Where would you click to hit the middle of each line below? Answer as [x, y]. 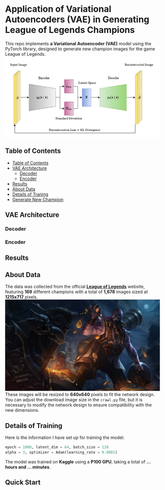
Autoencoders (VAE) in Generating [77, 19]
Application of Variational [58, 9]
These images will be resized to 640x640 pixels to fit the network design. [80, 395]
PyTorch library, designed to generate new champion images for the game [80, 49]
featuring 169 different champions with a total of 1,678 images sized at [77, 292]
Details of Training [34, 426]
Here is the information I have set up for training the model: [65, 438]
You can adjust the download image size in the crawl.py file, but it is [74, 400]
